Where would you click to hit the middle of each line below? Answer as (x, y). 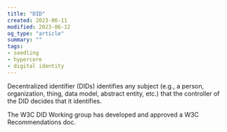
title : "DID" (26, 14)
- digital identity (36, 66)
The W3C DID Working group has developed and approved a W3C (103, 114)
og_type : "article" (36, 33)
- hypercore (25, 60)
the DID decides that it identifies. (54, 101)
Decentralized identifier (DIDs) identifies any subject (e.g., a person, (106, 86)
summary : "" (25, 40)
